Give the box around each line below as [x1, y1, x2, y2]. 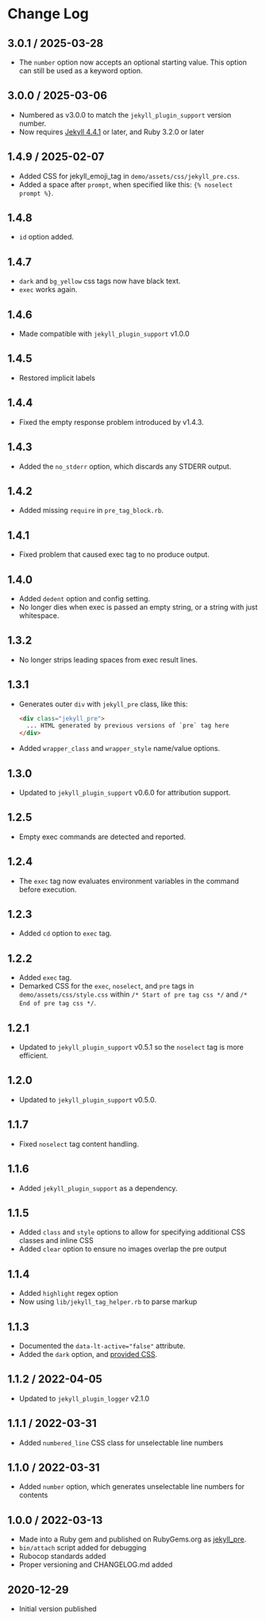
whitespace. [18, 610, 60, 620]
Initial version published [18, 1604, 97, 1613]
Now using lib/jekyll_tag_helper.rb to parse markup [18, 1297, 198, 1307]
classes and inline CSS [18, 1236, 94, 1246]
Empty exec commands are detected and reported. [18, 832, 186, 842]
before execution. [18, 884, 77, 894]
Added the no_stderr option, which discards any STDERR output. [18, 461, 232, 471]
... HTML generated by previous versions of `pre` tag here [26, 721, 229, 730]
